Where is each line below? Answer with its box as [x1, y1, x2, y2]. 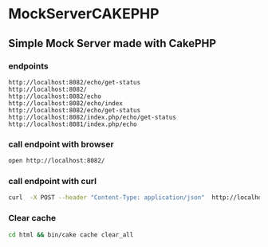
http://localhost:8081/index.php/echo [8, 120, 137, 128]
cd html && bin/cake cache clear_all [8, 230, 134, 239]
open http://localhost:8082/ [8, 157, 105, 165]
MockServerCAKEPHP [8, 5, 160, 23]
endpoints [8, 61, 49, 72]
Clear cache [8, 213, 57, 224]
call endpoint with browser [8, 139, 114, 150]
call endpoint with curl [8, 175, 97, 186]
